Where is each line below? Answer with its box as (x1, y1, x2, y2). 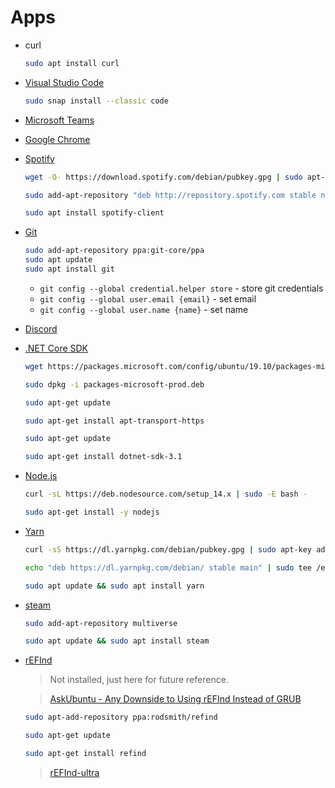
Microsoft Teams (24, 114, 95, 126)
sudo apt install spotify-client (24, 208, 165, 218)
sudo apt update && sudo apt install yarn (24, 581, 205, 591)
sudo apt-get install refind (24, 749, 147, 759)
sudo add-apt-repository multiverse (24, 618, 178, 628)
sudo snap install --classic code (24, 96, 169, 106)
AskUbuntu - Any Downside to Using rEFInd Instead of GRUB (49, 693, 302, 705)
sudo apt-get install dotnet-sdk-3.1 (24, 452, 183, 462)
